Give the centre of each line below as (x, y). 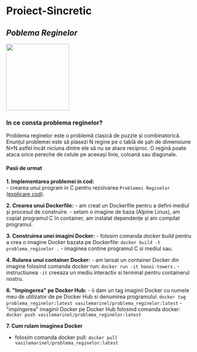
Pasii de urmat (24, 168)
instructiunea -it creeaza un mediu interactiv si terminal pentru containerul (98, 272)
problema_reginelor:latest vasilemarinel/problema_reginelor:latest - (94, 303)
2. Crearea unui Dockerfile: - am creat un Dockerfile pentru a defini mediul (98, 205)
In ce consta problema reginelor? (54, 123)
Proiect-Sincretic (49, 11)
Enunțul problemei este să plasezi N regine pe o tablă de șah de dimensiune (98, 142)
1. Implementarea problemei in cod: (50, 181)
